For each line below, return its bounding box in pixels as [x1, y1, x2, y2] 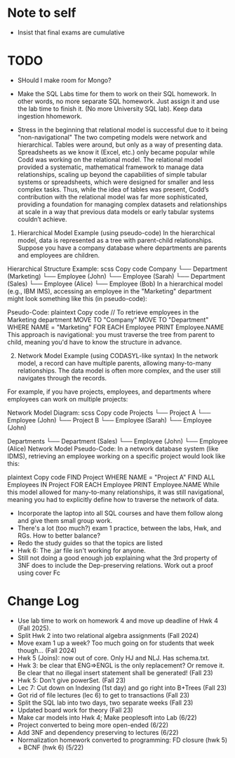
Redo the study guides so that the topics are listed [17, 538, 163, 547]
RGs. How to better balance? [17, 531, 100, 540]
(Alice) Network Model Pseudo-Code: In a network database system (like [7, 444, 219, 453]
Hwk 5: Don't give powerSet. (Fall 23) [17, 676, 126, 684]
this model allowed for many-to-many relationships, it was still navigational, [7, 488, 224, 496]
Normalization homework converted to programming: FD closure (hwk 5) [17, 736, 228, 744]
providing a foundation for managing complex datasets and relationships [17, 200, 227, 208]
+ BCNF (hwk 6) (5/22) [17, 743, 84, 752]
